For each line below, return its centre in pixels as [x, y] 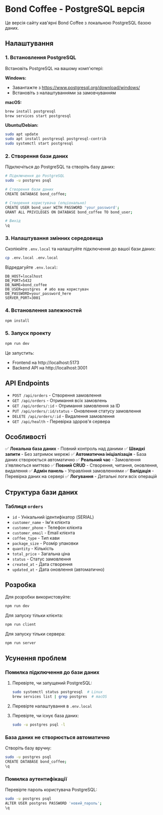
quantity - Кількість [33, 548]
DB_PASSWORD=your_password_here [38, 294]
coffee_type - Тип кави [36, 538]
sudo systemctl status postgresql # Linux [57, 692]
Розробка [21, 585]
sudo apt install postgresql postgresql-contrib [56, 139]
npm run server [21, 643]
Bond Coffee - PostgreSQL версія [75, 9]
